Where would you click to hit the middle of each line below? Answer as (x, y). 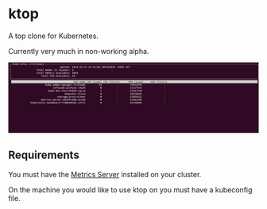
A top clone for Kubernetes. (54, 36)
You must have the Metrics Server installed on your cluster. (105, 174)
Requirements (44, 155)
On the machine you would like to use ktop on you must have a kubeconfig (130, 190)
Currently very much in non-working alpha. (79, 51)
